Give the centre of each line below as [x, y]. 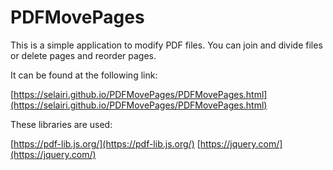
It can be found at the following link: [84, 75]
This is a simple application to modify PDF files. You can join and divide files [166, 45]
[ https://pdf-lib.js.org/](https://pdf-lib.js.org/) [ [105, 143]
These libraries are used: [61, 124]
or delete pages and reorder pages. [83, 55]
